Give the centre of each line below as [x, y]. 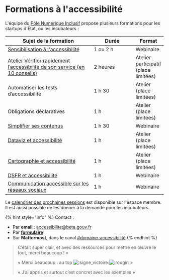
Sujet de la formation [48, 41]
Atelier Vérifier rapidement [39, 60]
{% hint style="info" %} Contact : [40, 217]
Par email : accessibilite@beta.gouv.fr [52, 227]
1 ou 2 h [104, 49]
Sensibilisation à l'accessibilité [44, 49]
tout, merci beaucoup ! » [43, 252]
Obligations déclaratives [36, 111]
